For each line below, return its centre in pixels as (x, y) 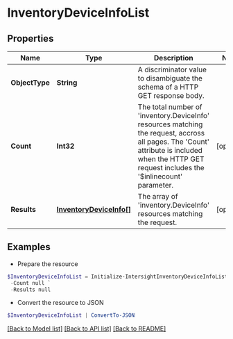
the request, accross (171, 133)
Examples (29, 247)
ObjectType (30, 83)
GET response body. (171, 96)
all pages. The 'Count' (173, 142)
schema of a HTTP (168, 87)
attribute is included (170, 150)
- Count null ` (31, 283)
